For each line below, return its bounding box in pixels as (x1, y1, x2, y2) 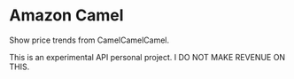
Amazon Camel (9, 5, 124, 26)
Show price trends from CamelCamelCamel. (9, 35, 170, 45)
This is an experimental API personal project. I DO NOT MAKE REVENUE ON (9, 51, 286, 62)
